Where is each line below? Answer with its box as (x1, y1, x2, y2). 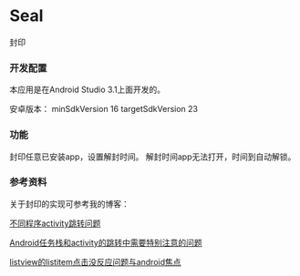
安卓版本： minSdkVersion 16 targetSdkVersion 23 (9, 104, 199, 115)
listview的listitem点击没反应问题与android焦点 (9, 256, 181, 267)
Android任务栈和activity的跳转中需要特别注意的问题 (9, 237, 202, 248)
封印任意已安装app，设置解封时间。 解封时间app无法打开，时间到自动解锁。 (9, 151, 296, 162)
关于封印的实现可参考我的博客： (9, 198, 129, 210)
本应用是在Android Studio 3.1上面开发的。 (9, 84, 166, 96)
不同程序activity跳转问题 (9, 218, 101, 229)
